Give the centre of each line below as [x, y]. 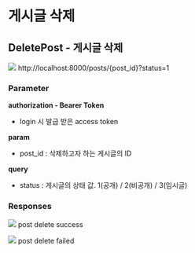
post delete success [51, 224]
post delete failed [46, 240]
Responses [30, 207]
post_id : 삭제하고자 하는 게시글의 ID [75, 153]
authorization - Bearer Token [56, 105]
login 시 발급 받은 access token [69, 122]
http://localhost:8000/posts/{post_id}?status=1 [94, 68]
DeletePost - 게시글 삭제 [66, 48]
